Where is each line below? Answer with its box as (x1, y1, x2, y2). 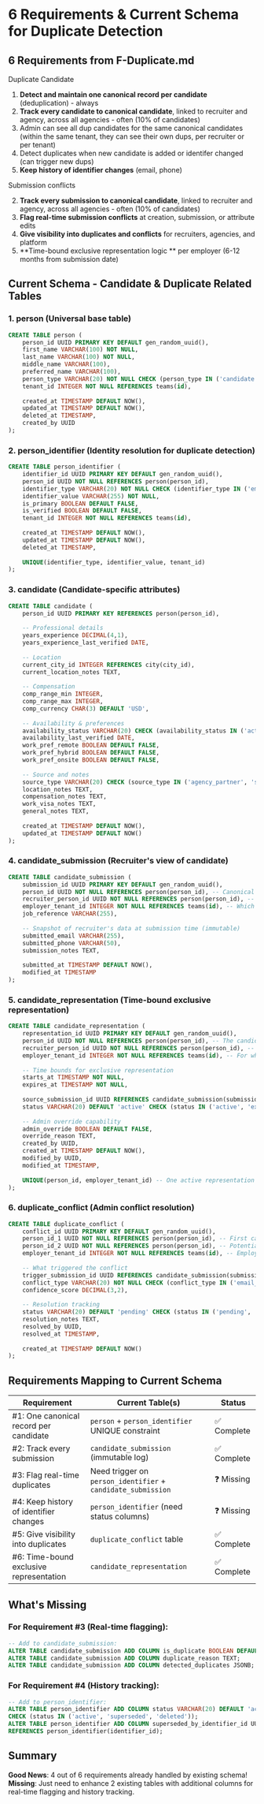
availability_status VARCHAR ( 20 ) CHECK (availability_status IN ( (22, 727, 244, 735)
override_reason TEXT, (22, 1132, 97, 1140)
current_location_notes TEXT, (22, 668, 122, 676)
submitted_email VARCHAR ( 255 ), (22, 932, 125, 940)
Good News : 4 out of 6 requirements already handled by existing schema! (8, 1770, 247, 1780)
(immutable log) (90, 1452, 149, 1463)
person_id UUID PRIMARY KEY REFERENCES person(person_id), (22, 609, 220, 617)
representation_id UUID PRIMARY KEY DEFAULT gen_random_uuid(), (22, 1030, 237, 1038)
